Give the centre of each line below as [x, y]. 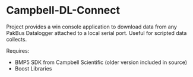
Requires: [18, 50]
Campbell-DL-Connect [63, 10]
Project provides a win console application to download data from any [91, 27]
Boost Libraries [33, 68]
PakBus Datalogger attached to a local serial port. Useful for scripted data [96, 33]
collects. [17, 39]
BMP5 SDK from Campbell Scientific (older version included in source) [101, 62]
